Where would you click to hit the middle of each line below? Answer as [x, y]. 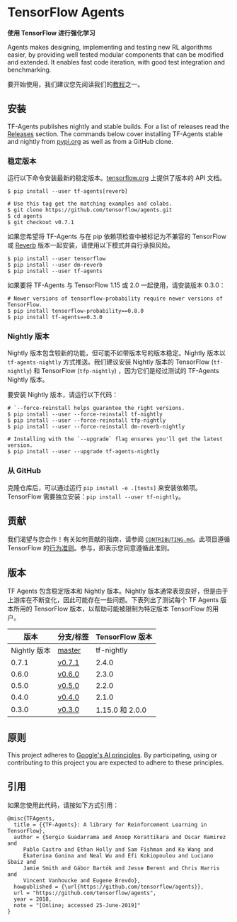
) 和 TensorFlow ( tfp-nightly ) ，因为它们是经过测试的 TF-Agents [124, 371]
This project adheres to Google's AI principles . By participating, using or [112, 755]
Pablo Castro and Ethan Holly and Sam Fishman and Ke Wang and [118, 849]
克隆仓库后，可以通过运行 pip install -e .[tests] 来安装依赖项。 [104, 487]
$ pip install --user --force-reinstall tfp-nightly [87, 421]
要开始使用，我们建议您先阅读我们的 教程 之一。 [75, 84]
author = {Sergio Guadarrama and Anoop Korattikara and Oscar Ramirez [120, 837]
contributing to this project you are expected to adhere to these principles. [116, 762]
